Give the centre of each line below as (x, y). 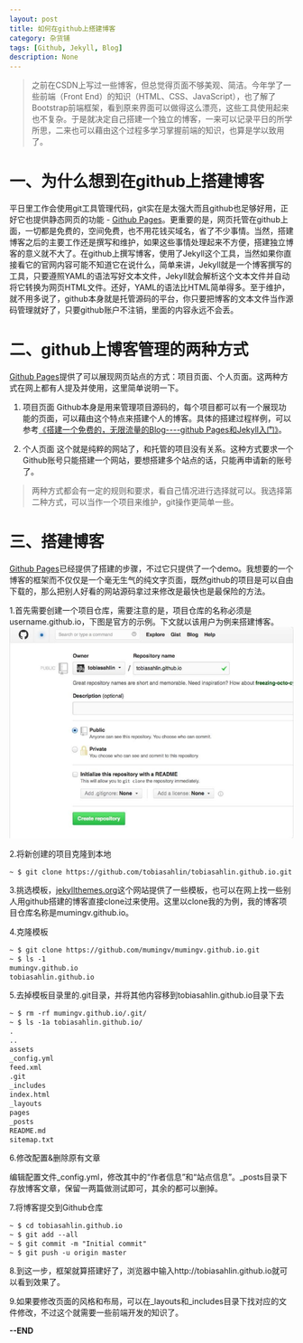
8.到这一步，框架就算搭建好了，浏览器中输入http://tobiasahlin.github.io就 (145, 1271)
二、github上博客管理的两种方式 (129, 350)
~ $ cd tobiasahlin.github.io (66, 1226)
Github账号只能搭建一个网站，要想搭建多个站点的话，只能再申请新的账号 (157, 460)
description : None (44, 57)
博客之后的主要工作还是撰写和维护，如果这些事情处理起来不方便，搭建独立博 (151, 242)
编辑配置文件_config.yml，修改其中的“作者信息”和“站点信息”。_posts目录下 (148, 1177)
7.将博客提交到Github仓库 (56, 1207)
